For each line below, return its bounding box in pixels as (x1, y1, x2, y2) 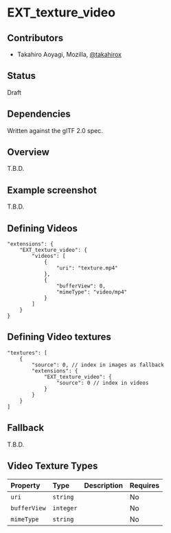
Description (84, 480, 124, 490)
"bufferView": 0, (56, 283, 106, 289)
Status (7, 70, 36, 82)
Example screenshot (7, 184, 98, 196)
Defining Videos (7, 222, 78, 234)
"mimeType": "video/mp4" (56, 289, 128, 296)
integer (52, 504, 78, 512)
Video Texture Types (7, 460, 98, 472)
